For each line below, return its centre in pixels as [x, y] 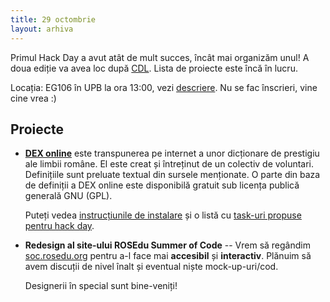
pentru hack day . [59, 226]
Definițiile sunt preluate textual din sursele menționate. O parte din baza [172, 175]
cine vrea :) [33, 98]
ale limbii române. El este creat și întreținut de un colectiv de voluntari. [169, 164]
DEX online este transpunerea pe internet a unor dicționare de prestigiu [172, 153]
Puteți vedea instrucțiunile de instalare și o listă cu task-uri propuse [163, 215]
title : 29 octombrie [53, 19]
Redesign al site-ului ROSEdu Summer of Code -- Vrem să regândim [167, 245]
